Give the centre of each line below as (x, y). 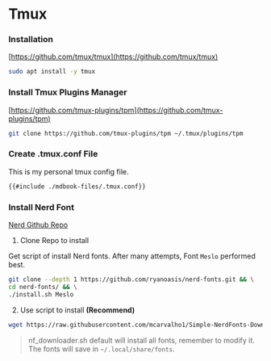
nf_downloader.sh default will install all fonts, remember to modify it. (142, 340)
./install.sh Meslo (41, 294)
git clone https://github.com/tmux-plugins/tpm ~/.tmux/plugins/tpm (126, 133)
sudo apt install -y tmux (52, 72)
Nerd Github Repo (38, 225)
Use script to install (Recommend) (77, 310)
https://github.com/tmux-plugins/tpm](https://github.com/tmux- (117, 110)
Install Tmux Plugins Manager (68, 92)
